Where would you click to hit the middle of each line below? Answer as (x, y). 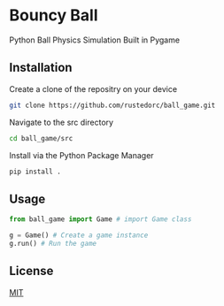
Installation (41, 68)
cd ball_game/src (41, 138)
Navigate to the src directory (61, 122)
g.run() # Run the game (53, 243)
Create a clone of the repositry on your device (93, 88)
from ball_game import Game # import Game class (100, 219)
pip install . (35, 172)
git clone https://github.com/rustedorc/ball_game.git (112, 105)
